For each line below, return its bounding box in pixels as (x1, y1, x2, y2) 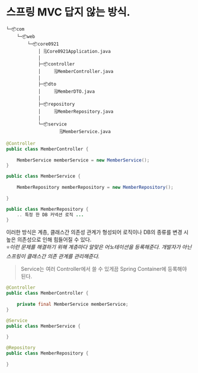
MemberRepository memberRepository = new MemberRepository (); (17, 185, 174, 191)
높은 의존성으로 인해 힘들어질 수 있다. (6, 236, 92, 244)
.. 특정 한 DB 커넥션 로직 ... (17, 211, 84, 217)
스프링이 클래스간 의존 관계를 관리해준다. (6, 253, 100, 260)
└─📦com (6, 26, 25, 32)
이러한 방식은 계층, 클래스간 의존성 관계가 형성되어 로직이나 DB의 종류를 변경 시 (6, 229, 189, 236)
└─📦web (17, 33, 36, 39)
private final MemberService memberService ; (17, 301, 129, 307)
